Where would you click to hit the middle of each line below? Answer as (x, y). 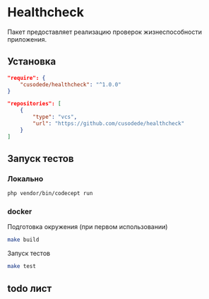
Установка (32, 62)
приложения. (27, 39)
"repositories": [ (34, 104)
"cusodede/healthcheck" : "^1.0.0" (71, 84)
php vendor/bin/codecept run (50, 194)
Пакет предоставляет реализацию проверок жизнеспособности (105, 32)
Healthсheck (46, 12)
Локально (25, 179)
